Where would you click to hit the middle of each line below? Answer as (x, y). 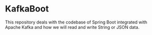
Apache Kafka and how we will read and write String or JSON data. (72, 27)
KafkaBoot (27, 9)
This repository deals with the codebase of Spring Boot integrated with (76, 22)
